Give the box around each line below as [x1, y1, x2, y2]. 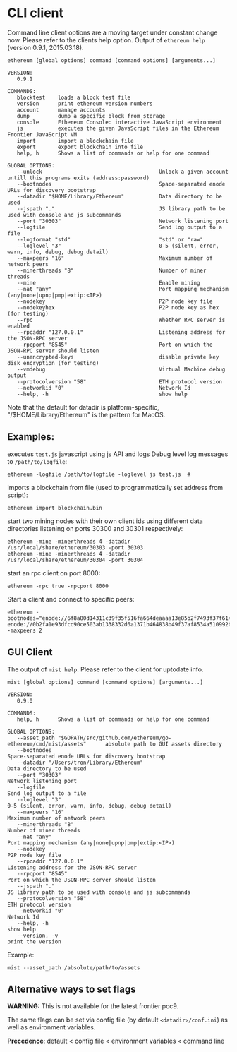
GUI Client [7, 646, 53, 658]
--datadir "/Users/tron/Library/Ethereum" [16, 759, 143, 766]
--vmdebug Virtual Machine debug [16, 366, 226, 373]
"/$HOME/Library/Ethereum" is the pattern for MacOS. [7, 410, 166, 419]
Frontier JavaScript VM [7, 131, 78, 138]
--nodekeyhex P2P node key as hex [16, 304, 219, 311]
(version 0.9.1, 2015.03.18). [7, 43, 84, 52]
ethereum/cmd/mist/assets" [7, 740, 87, 748]
